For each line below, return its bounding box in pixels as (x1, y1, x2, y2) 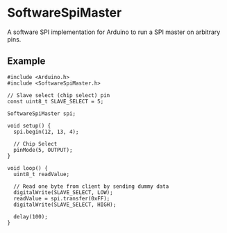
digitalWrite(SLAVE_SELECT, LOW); (13, 189, 113, 196)
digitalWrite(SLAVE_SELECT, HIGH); (13, 201, 117, 208)
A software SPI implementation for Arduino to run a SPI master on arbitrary (7, 28, 221, 36)
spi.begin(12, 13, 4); (13, 128, 79, 135)
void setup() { (7, 122, 51, 129)
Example (7, 55, 46, 67)
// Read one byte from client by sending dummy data (13, 182, 169, 190)
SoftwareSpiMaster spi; (7, 110, 76, 117)
